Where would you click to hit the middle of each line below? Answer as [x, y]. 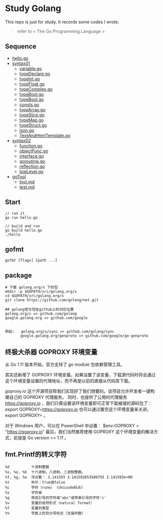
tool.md [27, 182]
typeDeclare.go [35, 74]
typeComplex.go [36, 89]
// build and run [23, 226]
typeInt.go [30, 79]
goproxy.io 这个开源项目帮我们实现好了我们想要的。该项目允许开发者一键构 [80, 391]
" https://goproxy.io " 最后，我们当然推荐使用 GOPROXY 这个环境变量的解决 [79, 432]
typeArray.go [32, 110]
